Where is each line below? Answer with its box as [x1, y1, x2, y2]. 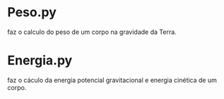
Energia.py [7, 52, 73, 69]
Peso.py [7, 4, 57, 21]
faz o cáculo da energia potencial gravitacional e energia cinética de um [7, 76, 217, 84]
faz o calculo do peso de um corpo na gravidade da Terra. [7, 28, 177, 36]
